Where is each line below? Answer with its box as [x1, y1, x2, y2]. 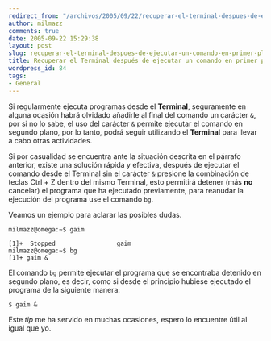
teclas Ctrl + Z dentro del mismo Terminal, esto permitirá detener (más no [8, 177, 253, 186]
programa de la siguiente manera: [8, 285, 121, 294]
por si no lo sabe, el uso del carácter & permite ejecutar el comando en [8, 119, 244, 128]
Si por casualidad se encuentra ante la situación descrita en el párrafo [8, 151, 241, 161]
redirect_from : [8, 11, 60, 20]
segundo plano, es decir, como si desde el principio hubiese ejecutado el [8, 276, 252, 286]
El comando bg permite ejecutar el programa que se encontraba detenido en [8, 268, 262, 277]
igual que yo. [8, 323, 52, 333]
